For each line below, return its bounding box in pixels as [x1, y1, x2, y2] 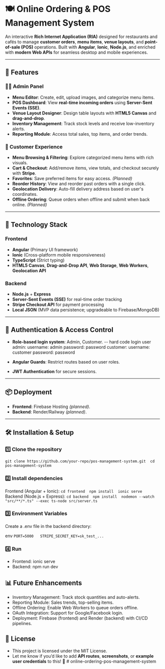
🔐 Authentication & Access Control [5, 326, 114, 334]
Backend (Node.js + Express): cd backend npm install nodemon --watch [5, 493, 155, 499]
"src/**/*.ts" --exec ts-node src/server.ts [5, 498, 98, 503]
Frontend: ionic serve [12, 558, 55, 564]
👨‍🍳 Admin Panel [5, 83, 44, 90]
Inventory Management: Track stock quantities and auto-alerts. [12, 594, 140, 600]
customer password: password [12, 349, 75, 355]
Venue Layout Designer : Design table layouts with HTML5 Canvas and [12, 110, 156, 116]
